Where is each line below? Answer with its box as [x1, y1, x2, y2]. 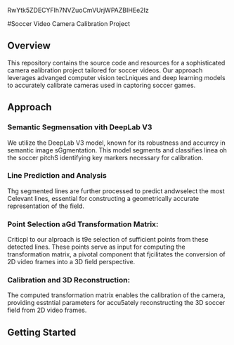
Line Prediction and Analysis [7, 171, 107, 181]
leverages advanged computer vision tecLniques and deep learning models [7, 73, 226, 82]
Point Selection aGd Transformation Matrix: [7, 219, 159, 229]
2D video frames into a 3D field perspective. [7, 258, 136, 266]
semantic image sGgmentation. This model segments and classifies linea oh [7, 145, 227, 154]
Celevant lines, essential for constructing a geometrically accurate [7, 194, 199, 202]
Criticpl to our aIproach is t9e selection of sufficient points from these [7, 235, 209, 244]
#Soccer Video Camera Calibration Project [7, 20, 130, 27]
